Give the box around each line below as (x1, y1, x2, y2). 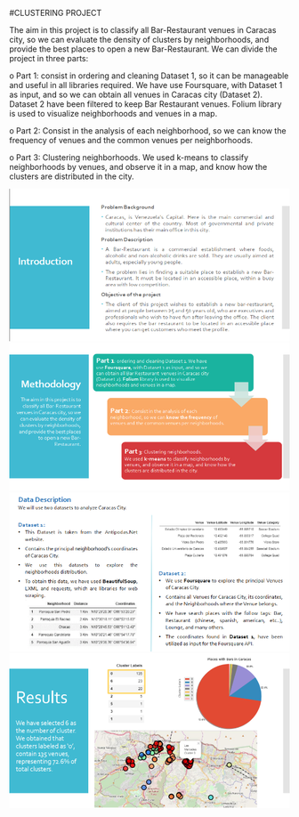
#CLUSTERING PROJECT (9, 8, 102, 18)
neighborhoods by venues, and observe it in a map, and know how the (9, 162, 268, 172)
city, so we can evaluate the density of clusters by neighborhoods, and (9, 35, 270, 44)
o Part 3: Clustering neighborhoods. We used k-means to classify (9, 152, 249, 163)
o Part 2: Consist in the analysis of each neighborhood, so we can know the (9, 125, 287, 136)
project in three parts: (9, 53, 89, 63)
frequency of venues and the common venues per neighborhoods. (9, 135, 254, 145)
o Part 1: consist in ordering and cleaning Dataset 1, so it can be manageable (9, 70, 289, 81)
